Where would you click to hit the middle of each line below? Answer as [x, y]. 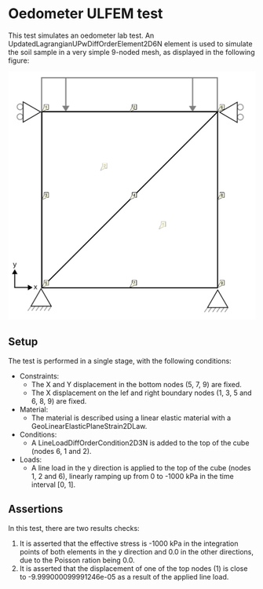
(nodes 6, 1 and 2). [61, 451]
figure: [19, 60]
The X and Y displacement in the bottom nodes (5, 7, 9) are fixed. [136, 384]
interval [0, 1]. [53, 485]
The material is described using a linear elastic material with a [131, 418]
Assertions [36, 509]
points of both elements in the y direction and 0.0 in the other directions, [136, 551]
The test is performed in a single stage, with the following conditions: [120, 360]
